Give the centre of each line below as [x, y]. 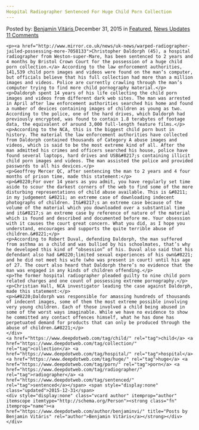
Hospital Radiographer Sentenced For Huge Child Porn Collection [89, 12]
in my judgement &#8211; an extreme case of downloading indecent [90, 197]
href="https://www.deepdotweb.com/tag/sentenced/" [70, 380]
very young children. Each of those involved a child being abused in [96, 307]
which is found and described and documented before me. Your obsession [98, 218]
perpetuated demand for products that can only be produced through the [98, 323]
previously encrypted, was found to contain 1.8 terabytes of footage [96, 119]
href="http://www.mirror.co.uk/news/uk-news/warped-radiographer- [106, 46]
